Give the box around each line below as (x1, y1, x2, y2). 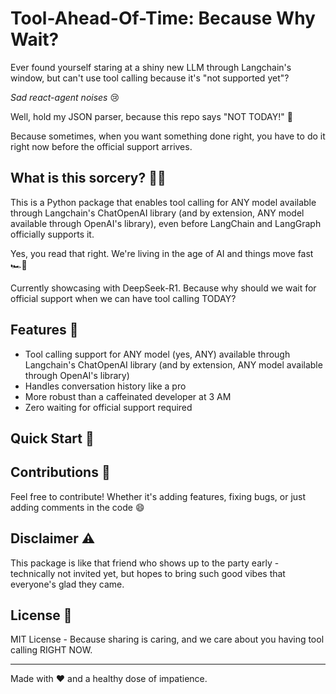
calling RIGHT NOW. (10, 644, 93, 656)
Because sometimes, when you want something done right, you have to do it (10, 130, 326, 142)
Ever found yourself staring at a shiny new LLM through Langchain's (10, 61, 292, 73)
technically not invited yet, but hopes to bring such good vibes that (10, 567, 286, 579)
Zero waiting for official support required (24, 401, 193, 413)
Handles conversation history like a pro (24, 380, 187, 392)
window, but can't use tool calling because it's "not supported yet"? (10, 72, 290, 84)
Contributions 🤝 (10, 464, 111, 481)
